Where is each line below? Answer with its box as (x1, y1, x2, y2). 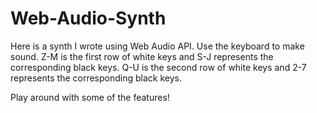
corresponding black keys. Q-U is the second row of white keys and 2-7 (10, 61, 307, 73)
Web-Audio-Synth (10, 7, 167, 30)
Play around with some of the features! (10, 91, 170, 103)
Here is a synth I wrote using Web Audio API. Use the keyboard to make (10, 40, 305, 52)
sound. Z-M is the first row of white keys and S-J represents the (10, 50, 274, 62)
